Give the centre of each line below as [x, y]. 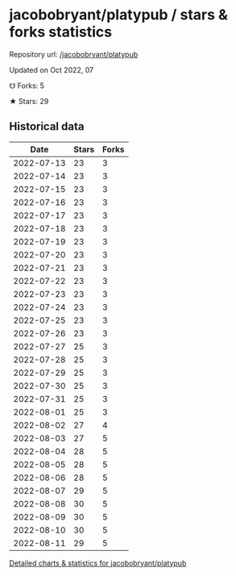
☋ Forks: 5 [27, 86]
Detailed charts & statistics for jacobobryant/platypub [98, 563]
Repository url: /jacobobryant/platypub [74, 54]
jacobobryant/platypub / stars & [119, 15]
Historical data [47, 127]
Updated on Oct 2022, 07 [52, 69]
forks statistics [60, 32]
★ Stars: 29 [29, 101]
